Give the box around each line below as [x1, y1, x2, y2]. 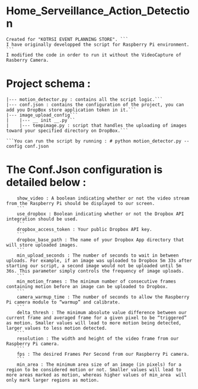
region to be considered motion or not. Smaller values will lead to [6, 366, 182, 372]
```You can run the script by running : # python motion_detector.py [6, 138, 182, 144]
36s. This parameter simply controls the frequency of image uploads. [6, 268, 184, 274]
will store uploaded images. [6, 242, 78, 248]
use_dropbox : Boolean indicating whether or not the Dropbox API [17, 211, 184, 217]
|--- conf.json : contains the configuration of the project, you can [6, 102, 184, 107]
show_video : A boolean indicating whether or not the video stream [17, 195, 190, 201]
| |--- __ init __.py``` [6, 117, 76, 123]
